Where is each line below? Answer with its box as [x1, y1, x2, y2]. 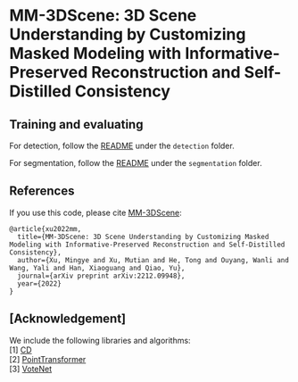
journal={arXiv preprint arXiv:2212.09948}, [17, 271, 186, 280]
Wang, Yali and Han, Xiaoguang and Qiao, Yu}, [9, 263, 186, 272]
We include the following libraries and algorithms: [9, 335, 191, 345]
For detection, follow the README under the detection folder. [9, 140, 235, 151]
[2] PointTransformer [9, 353, 87, 364]
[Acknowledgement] [9, 311, 127, 327]
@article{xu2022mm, [9, 224, 82, 233]
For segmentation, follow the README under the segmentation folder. [9, 158, 262, 168]
